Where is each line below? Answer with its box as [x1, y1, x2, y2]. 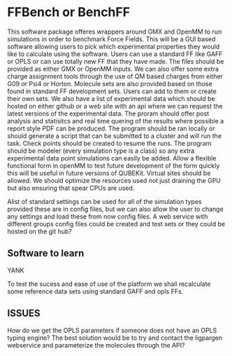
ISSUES [7, 308, 41, 320]
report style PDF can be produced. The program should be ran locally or [7, 124, 215, 132]
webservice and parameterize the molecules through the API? [7, 341, 185, 349]
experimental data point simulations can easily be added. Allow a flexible [7, 153, 217, 162]
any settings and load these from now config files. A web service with [7, 212, 208, 221]
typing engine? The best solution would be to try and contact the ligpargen [7, 334, 222, 342]
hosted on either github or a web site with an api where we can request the [7, 102, 223, 110]
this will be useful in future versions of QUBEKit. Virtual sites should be [7, 169, 211, 177]
